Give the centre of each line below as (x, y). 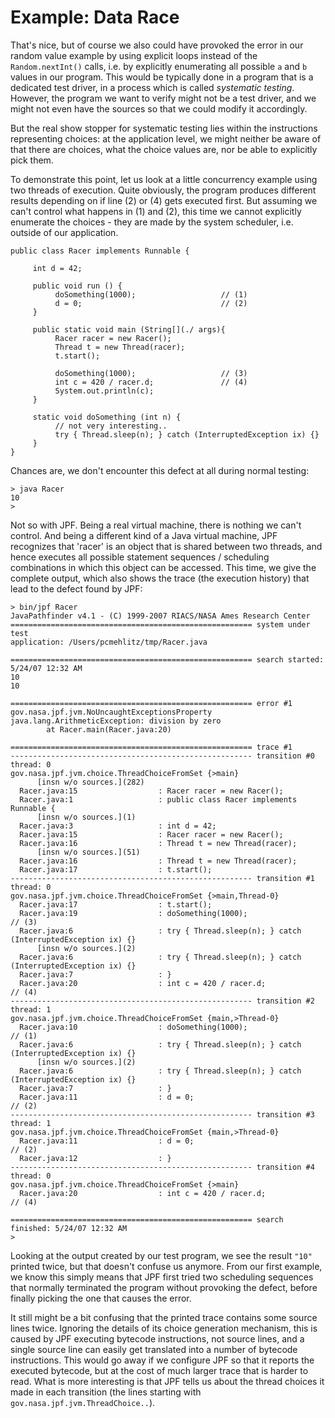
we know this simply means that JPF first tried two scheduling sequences (162, 1277)
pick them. (32, 160)
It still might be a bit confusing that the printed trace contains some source (164, 1317)
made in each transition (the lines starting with (106, 1392)
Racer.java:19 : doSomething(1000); (133, 913)
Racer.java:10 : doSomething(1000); (133, 1027)
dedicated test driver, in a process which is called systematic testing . (152, 87)
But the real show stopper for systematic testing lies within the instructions (164, 128)
